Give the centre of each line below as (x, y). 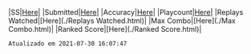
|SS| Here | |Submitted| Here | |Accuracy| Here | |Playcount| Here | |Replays (126, 12)
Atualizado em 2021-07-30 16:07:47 (68, 44)
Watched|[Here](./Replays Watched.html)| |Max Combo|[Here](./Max (122, 21)
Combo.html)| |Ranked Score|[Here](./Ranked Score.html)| (105, 29)
